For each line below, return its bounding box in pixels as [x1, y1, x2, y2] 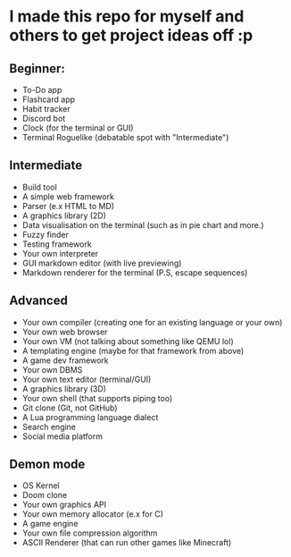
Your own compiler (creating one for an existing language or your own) [21, 316, 283, 327]
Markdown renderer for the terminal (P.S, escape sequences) [21, 266, 248, 278]
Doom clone [21, 490, 68, 501]
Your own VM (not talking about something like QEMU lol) [21, 335, 234, 346]
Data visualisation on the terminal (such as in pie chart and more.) [21, 219, 264, 230]
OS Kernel [21, 480, 60, 491]
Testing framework [21, 239, 92, 249]
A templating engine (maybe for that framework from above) [21, 345, 245, 356]
